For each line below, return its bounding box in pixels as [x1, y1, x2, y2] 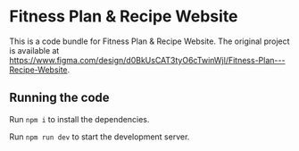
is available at [9, 45, 60, 55]
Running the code [9, 90, 110, 105]
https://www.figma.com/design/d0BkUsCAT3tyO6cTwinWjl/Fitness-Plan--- [9, 55, 286, 65]
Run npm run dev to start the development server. [9, 131, 190, 142]
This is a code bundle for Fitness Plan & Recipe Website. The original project [9, 36, 290, 46]
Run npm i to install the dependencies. [9, 113, 150, 124]
